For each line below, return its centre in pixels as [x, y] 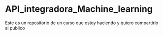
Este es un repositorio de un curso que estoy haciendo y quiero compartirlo [82, 23]
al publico [15, 28]
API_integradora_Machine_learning [79, 9]
